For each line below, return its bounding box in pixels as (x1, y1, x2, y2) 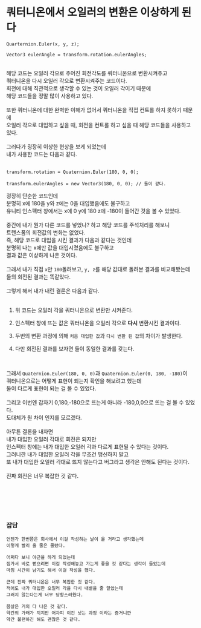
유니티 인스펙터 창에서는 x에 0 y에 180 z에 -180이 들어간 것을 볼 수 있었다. (6, 207, 181, 214)
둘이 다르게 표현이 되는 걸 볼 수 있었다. (6, 385, 97, 392)
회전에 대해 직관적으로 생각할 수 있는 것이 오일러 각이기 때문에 (6, 84, 152, 91)
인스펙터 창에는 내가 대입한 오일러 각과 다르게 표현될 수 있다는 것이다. (6, 443, 169, 450)
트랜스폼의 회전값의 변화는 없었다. (6, 228, 86, 236)
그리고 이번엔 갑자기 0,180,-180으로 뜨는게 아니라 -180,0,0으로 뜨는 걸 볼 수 (6, 398, 184, 406)
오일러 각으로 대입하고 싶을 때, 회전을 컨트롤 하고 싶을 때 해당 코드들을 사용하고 (6, 121, 191, 128)
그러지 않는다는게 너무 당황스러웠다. (6, 592, 83, 598)
